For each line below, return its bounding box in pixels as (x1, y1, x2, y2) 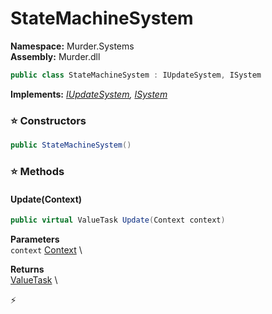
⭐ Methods (10, 164, 65, 178)
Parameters (10, 233, 60, 245)
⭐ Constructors (10, 113, 87, 127)
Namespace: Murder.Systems (10, 40, 135, 52)
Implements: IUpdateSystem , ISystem (10, 88, 168, 100)
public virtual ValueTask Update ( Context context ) (10, 215, 226, 226)
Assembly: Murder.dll (10, 50, 101, 62)
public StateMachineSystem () (10, 140, 132, 151)
